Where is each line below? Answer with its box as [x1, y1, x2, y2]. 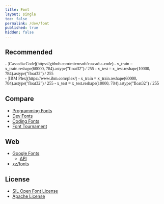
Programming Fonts [12, 107, 53, 113]
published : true [5, 25, 38, 30]
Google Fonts [12, 151, 40, 156]
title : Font [5, 7, 29, 12]
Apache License [12, 193, 45, 199]
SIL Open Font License [12, 188, 58, 194]
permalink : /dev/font [5, 21, 50, 26]
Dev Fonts [12, 113, 33, 119]
